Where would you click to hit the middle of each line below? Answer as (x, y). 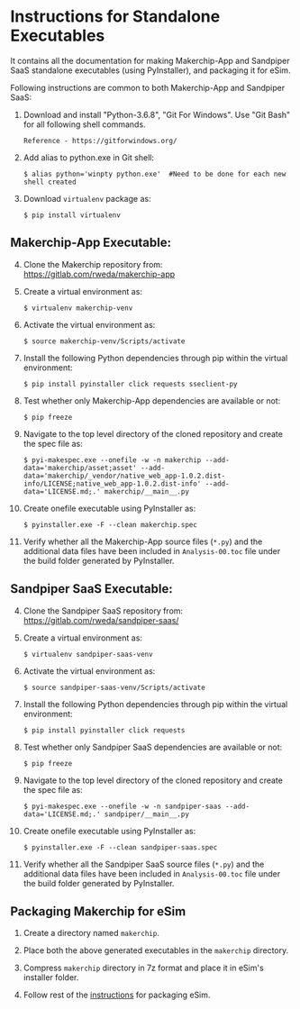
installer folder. (51, 977)
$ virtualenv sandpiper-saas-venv (88, 654)
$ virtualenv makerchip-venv (78, 308)
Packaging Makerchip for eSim (98, 911)
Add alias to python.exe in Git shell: (88, 157)
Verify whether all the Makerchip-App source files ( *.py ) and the (143, 541)
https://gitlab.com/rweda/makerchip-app (99, 274)
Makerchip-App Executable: (91, 243)
